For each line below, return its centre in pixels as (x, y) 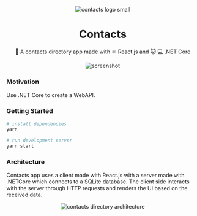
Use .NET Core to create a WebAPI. (51, 95)
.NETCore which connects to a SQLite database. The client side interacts (98, 182)
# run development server (39, 141)
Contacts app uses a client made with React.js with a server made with (95, 175)
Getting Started (30, 111)
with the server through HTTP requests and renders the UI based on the (97, 188)
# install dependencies (37, 124)
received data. (24, 195)
